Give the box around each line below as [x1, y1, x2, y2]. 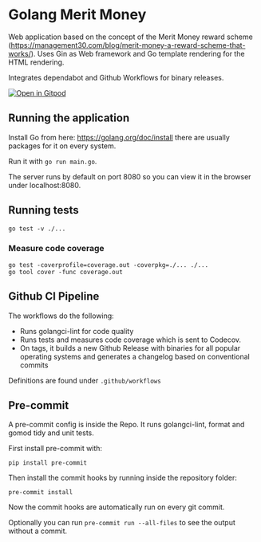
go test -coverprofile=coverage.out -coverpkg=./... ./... [8, 261, 209, 269]
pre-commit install [8, 489, 73, 497]
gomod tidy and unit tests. [8, 428, 94, 438]
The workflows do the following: [8, 311, 114, 320]
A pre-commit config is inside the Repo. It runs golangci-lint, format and [8, 420, 245, 430]
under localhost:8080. [8, 180, 81, 190]
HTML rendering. [8, 57, 65, 67]
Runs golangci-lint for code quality [19, 326, 134, 336]
